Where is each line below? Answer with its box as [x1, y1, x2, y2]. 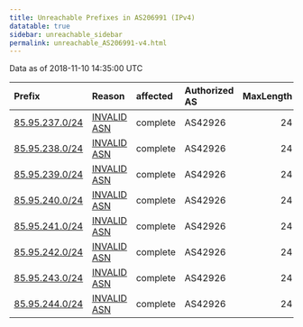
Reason [91, 90, 125, 103]
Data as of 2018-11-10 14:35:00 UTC [9, 63, 143, 74]
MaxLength [242, 90, 293, 103]
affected [135, 90, 173, 103]
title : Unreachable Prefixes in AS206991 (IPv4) [9, 13, 196, 23]
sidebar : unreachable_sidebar [9, 30, 124, 39]
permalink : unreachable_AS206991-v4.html [9, 38, 168, 48]
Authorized [184, 85, 234, 97]
